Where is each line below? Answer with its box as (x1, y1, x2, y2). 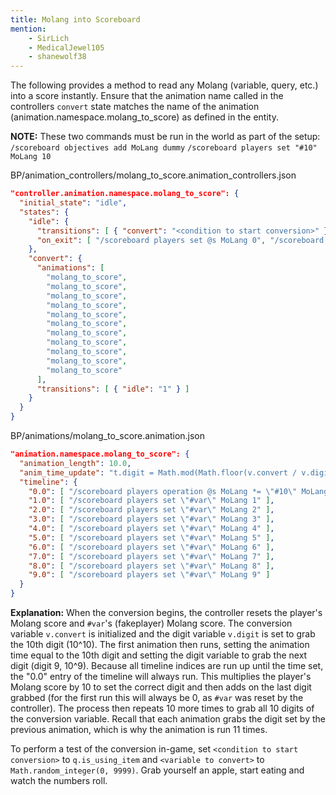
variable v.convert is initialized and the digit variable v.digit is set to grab (10, 628, 316, 640)
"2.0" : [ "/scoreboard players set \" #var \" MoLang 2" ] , (28, 505, 275, 515)
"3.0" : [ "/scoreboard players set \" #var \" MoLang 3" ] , (28, 514, 275, 525)
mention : (10, 24, 47, 34)
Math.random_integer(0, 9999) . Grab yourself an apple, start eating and (10, 764, 305, 776)
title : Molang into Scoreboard (10, 14, 141, 25)
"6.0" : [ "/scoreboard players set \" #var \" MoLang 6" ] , (28, 542, 275, 552)
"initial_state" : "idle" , (19, 198, 128, 208)
